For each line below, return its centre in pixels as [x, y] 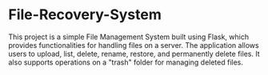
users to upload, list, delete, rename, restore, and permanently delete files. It [134, 53]
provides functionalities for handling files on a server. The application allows [134, 45]
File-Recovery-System [85, 15]
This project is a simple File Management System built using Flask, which [129, 37]
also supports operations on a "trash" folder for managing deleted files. [126, 62]
